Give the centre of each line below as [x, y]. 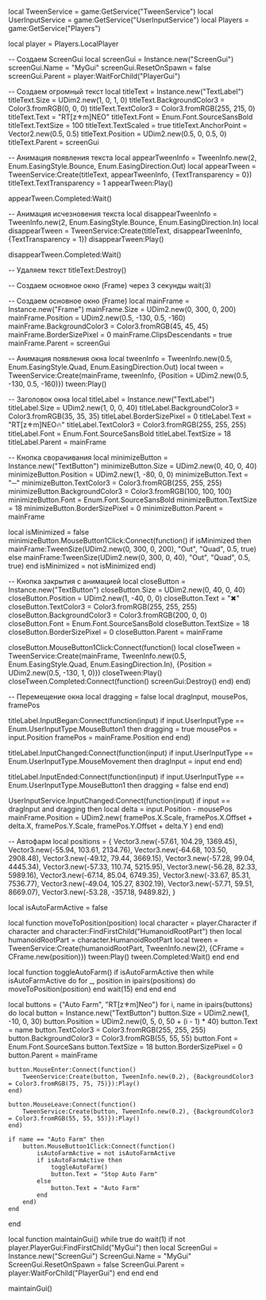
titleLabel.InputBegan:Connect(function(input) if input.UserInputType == [126, 720]
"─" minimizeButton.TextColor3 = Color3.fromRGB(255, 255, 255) [115, 483]
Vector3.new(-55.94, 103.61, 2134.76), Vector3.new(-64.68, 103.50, [118, 850]
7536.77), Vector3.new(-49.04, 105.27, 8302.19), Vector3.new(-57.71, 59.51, [131, 884]
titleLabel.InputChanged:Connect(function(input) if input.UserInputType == [131, 753]
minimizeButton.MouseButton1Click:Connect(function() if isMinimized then [130, 541]
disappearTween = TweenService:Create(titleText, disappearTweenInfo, [125, 231]
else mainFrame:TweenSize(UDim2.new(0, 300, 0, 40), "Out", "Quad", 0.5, [129, 557]
